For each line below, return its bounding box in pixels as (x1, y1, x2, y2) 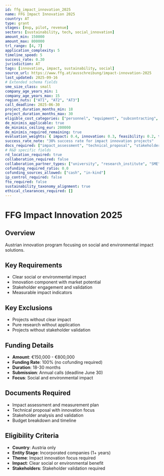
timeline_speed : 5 (5, 52, 42, 58)
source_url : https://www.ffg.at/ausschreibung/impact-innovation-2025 (5, 71, 152, 76)
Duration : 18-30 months (12, 364, 61, 371)
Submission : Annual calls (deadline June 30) (12, 370, 103, 376)
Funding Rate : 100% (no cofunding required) (12, 359, 102, 365)
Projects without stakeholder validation (12, 327, 91, 333)
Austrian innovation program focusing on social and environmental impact (5, 242, 154, 248)
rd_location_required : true (5, 152, 62, 157)
